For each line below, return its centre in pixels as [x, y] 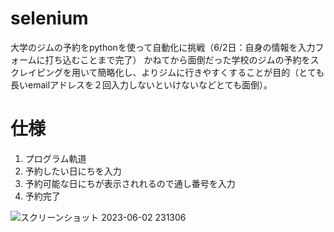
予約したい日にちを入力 [73, 171]
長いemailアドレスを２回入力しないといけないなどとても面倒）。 [141, 84]
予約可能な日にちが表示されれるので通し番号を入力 [130, 183]
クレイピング [36, 72]
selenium [49, 18]
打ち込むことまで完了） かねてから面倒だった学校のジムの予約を [177, 59]
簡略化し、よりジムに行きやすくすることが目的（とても [211, 72]
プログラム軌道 [55, 158]
